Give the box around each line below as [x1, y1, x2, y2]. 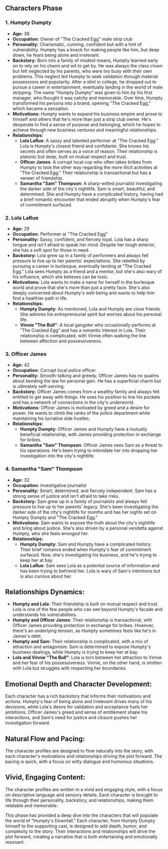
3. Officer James [5, 350, 47, 357]
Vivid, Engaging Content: [5, 773, 86, 782]
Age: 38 [12, 30, 30, 37]
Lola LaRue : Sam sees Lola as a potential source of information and [20, 562, 159, 568]
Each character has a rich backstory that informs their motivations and [5, 693, 151, 699]
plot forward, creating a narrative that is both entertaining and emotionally [5, 833, 158, 839]
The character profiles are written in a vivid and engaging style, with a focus [5, 786, 163, 792]
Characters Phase [5, 4, 63, 13]
